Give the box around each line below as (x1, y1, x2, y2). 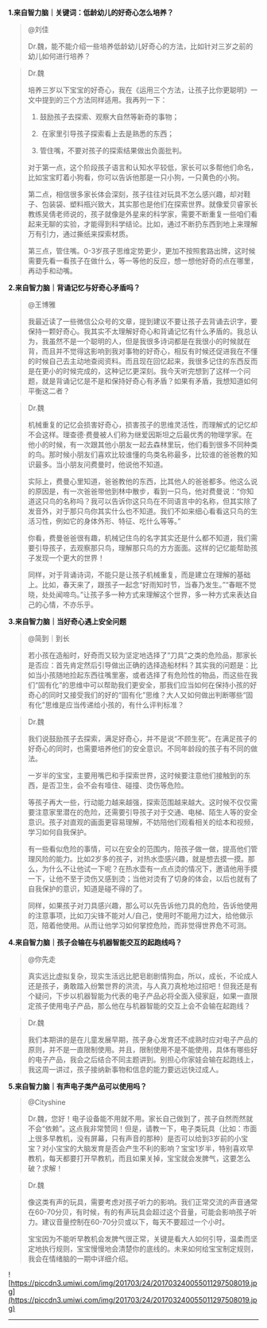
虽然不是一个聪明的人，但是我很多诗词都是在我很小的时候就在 (48, 337, 251, 346)
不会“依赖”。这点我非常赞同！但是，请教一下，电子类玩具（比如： (27, 1124, 244, 1133)
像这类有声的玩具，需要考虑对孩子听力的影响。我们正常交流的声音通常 (27, 1198, 258, 1206)
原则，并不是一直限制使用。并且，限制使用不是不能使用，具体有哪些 (27, 1045, 251, 1054)
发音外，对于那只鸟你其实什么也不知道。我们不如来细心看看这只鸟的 (27, 506, 251, 516)
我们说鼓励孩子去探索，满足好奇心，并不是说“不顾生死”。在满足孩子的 (27, 734, 257, 743)
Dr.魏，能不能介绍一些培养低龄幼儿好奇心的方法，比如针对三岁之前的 (27, 41, 253, 51)
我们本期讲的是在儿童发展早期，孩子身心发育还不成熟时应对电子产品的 (27, 1035, 258, 1044)
